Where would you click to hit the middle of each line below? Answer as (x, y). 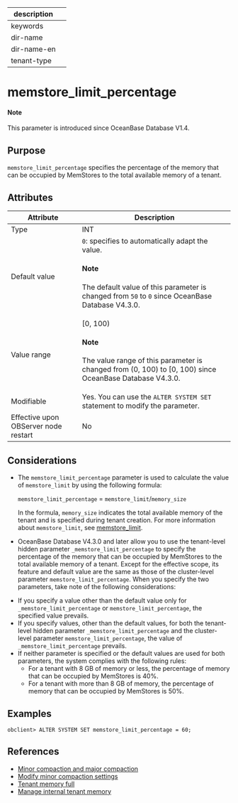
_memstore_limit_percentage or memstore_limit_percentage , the (110, 608)
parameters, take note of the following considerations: (96, 587)
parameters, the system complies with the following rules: (102, 661)
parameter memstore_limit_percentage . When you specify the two (113, 579)
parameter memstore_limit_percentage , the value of (108, 638)
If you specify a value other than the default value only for (102, 600)
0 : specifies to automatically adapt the (145, 241)
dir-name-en (34, 49)
